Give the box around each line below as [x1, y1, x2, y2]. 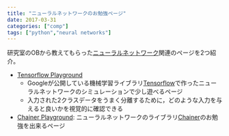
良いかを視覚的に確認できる [45, 105, 123, 113]
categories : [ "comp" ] [7, 23, 69, 29]
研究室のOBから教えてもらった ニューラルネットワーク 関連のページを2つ [7, 49, 211, 57]
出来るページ [29, 122, 66, 130]
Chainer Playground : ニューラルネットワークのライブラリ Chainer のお [16, 113, 213, 122]
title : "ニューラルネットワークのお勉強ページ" [7, 10, 126, 17]
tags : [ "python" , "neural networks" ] [7, 29, 111, 36]
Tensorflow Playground [16, 71, 83, 79]
